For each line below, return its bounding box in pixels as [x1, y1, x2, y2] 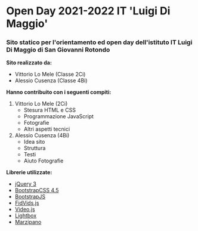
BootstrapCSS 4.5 [14, 187, 59, 194]
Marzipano [14, 218, 42, 226]
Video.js [14, 206, 35, 213]
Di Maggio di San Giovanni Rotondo [6, 46, 110, 54]
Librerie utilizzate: [6, 169, 52, 176]
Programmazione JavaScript [23, 113, 94, 120]
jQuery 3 [14, 180, 37, 187]
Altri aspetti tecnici [23, 125, 70, 133]
